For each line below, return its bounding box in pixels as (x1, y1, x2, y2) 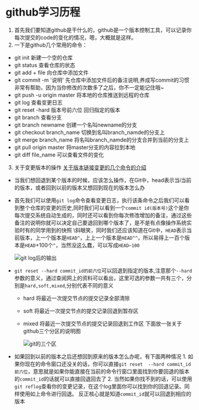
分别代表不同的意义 (66, 282, 114, 289)
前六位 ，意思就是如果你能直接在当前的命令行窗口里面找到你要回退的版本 (14, 368, 190, 375)
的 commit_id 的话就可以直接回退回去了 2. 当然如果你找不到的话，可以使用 (14, 375, 192, 383)
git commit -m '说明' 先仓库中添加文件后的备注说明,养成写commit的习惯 (14, 76, 190, 84)
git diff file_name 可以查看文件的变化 (14, 151, 104, 158)
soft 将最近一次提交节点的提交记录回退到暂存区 (23, 307, 139, 314)
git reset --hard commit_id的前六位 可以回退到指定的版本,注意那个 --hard (14, 267, 192, 274)
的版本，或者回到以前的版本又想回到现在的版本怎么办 (14, 183, 145, 191)
